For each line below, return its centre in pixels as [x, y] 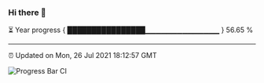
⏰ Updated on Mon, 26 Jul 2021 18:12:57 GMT [82, 56]
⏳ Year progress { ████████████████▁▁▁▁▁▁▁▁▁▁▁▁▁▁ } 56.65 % [131, 30]
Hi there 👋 [27, 13]
